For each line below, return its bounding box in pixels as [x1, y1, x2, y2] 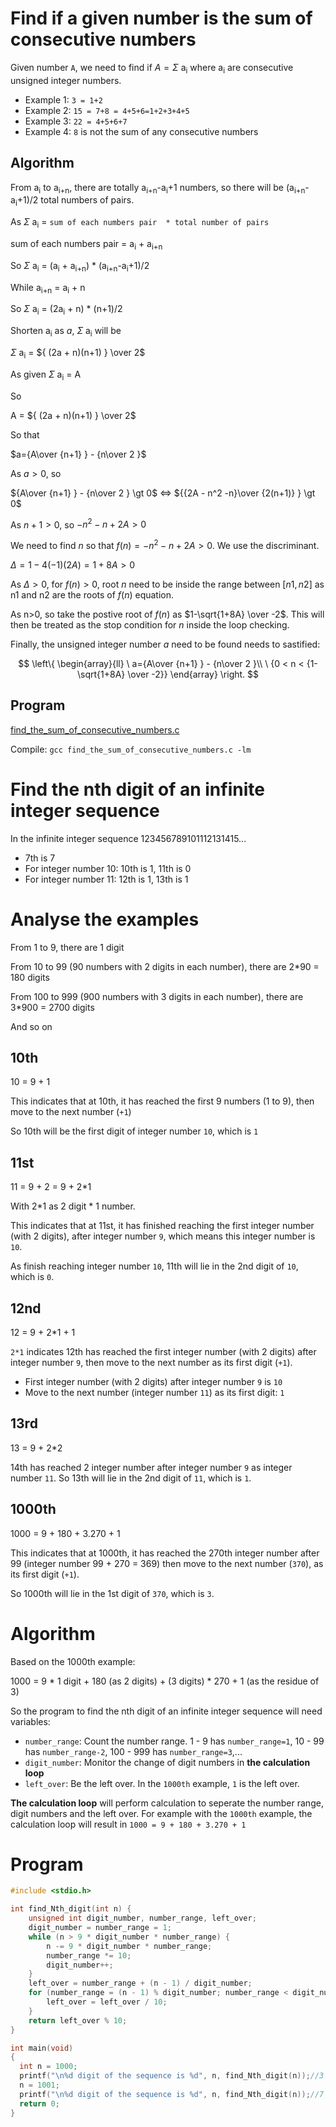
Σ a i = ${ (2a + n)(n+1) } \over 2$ [10, 346, 146, 361]
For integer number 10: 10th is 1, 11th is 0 [24, 862, 192, 874]
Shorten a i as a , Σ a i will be [10, 325, 122, 339]
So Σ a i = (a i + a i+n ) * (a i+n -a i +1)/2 [10, 259, 150, 274]
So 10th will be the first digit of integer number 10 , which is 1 [10, 1125, 259, 1137]
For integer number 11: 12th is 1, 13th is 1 [24, 873, 189, 885]
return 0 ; [19, 2098, 60, 2109]
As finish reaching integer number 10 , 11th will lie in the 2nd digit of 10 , [10, 1260, 299, 1272]
